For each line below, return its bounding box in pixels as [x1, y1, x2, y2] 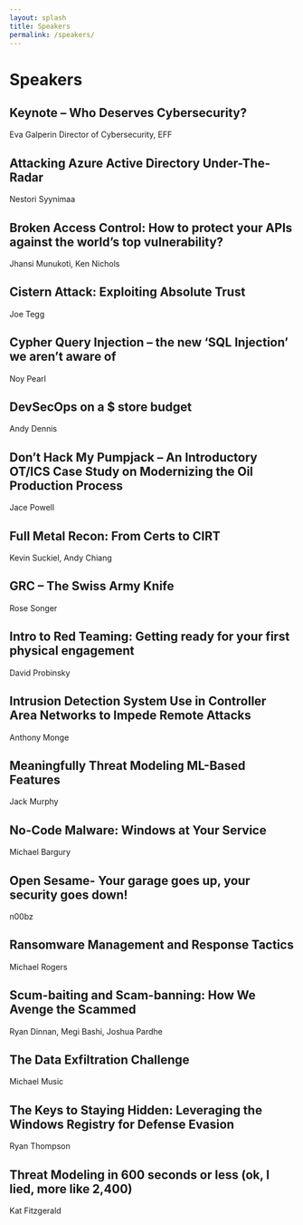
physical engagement [9, 643, 135, 658]
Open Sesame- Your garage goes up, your [9, 872, 251, 889]
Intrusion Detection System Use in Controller [9, 694, 267, 709]
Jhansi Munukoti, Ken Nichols [9, 258, 120, 268]
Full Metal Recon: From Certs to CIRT [9, 528, 221, 544]
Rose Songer [9, 602, 58, 613]
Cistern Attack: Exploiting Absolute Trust [9, 285, 246, 300]
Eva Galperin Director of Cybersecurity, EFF [9, 129, 173, 141]
